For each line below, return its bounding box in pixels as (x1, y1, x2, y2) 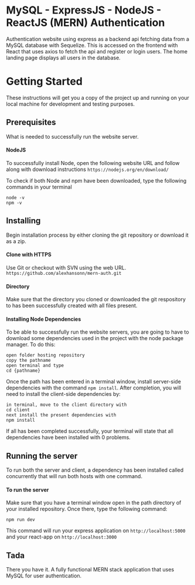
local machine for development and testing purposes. (6, 100, 135, 107)
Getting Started (6, 75, 83, 88)
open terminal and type (6, 362, 64, 369)
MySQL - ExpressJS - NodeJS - (6, 4, 162, 17)
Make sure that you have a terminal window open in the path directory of (6, 499, 182, 506)
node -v (6, 194, 25, 200)
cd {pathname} (6, 368, 41, 374)
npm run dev (6, 517, 35, 523)
